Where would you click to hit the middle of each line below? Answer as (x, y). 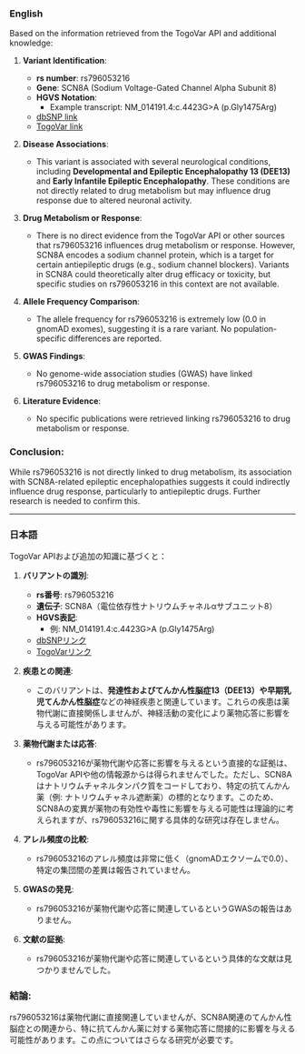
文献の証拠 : (44, 939)
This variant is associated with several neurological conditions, (153, 162)
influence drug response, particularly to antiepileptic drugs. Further (135, 491)
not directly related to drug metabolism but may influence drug (153, 191)
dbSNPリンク (61, 640)
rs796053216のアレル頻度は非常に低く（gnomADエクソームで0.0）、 (164, 858)
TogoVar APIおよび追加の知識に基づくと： (88, 556)
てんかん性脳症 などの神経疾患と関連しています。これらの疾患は (163, 701)
